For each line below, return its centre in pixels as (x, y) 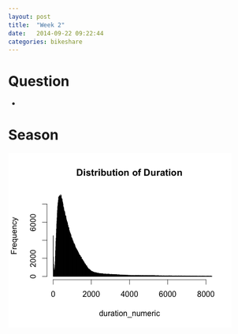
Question (39, 82)
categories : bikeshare (45, 42)
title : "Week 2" (37, 25)
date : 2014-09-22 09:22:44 (56, 33)
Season (33, 135)
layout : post (30, 17)
